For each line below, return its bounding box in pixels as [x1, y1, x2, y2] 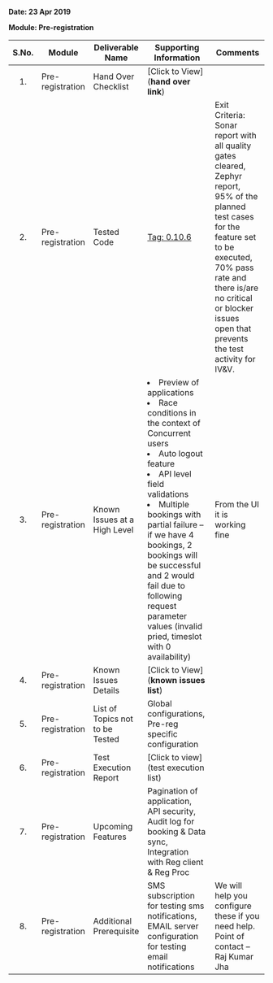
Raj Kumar [214, 951, 254, 962]
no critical [214, 293, 253, 303]
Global [147, 698, 172, 709]
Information [154, 52, 201, 63]
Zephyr [214, 171, 242, 181]
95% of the [214, 191, 258, 202]
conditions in [147, 407, 197, 418]
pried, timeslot [147, 631, 202, 642]
